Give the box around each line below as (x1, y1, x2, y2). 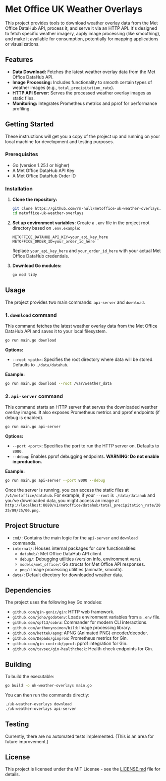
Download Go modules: (12, 262, 62, 268)
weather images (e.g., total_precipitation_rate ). (12, 85, 114, 90)
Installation (5, 185, 33, 192)
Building (5, 660, 31, 669)
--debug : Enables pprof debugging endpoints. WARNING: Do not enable (12, 453, 160, 459)
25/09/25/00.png (5, 508, 39, 513)
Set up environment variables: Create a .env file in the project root (12, 220, 150, 226)
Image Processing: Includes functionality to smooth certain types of (12, 79, 152, 85)
